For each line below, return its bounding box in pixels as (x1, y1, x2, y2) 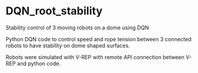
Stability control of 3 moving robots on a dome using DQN (5, 24, 149, 31)
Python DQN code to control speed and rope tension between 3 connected (5, 35, 192, 42)
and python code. (17, 60, 61, 67)
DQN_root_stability (5, 4, 103, 18)
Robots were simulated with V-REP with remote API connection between (5, 53, 185, 60)
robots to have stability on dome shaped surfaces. (5, 42, 131, 49)
